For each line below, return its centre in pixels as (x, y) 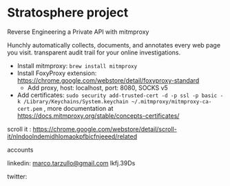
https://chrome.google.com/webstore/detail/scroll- (105, 129)
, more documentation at (79, 108)
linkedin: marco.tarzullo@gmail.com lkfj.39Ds (71, 163)
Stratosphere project (68, 13)
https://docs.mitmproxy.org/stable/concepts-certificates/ (98, 116)
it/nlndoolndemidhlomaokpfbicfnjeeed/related (72, 136)
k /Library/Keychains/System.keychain (73, 101)
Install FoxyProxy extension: (57, 73)
